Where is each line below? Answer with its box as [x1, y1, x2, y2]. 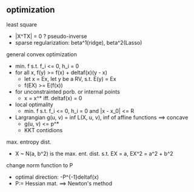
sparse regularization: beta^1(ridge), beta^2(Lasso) [15, 39, 142, 46]
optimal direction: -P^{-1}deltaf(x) [15, 173, 99, 181]
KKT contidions [24, 126, 63, 133]
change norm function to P [6, 161, 73, 168]
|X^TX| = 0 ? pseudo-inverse [15, 33, 87, 40]
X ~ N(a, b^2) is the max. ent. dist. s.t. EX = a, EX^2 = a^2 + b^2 [15, 150, 174, 157]
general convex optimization [6, 51, 77, 58]
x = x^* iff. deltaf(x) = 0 [24, 94, 82, 101]
